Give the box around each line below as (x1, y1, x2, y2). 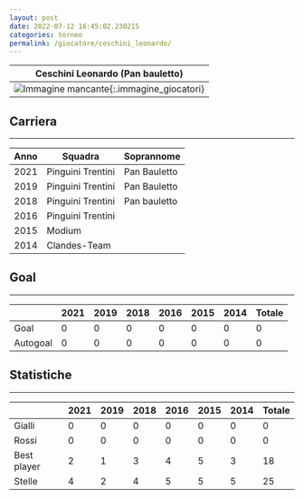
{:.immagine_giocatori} (109, 83, 205, 95)
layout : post (9, 13, 59, 23)
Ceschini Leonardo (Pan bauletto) (34, 67, 184, 80)
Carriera (9, 113, 57, 129)
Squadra (62, 151, 100, 163)
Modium (46, 224, 81, 237)
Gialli (14, 419, 35, 432)
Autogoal (14, 337, 52, 349)
